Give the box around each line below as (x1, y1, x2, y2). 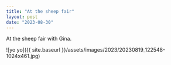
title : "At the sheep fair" (6, 8, 75, 15)
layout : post (6, 14, 38, 20)
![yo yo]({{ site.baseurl (6, 46, 60, 53)
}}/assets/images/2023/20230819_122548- (61, 46, 166, 53)
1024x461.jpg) (6, 53, 40, 60)
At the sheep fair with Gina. (6, 35, 72, 42)
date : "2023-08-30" (6, 19, 54, 25)
